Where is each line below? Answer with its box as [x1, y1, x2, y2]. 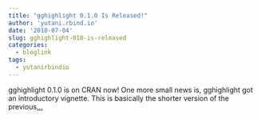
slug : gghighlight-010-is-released [8, 33, 127, 42]
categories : [8, 41, 48, 49]
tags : [8, 56, 26, 64]
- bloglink [15, 48, 52, 56]
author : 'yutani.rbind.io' [8, 19, 98, 27]
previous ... [8, 102, 43, 111]
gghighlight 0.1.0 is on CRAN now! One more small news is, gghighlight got [8, 85, 254, 94]
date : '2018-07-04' [8, 26, 73, 34]
